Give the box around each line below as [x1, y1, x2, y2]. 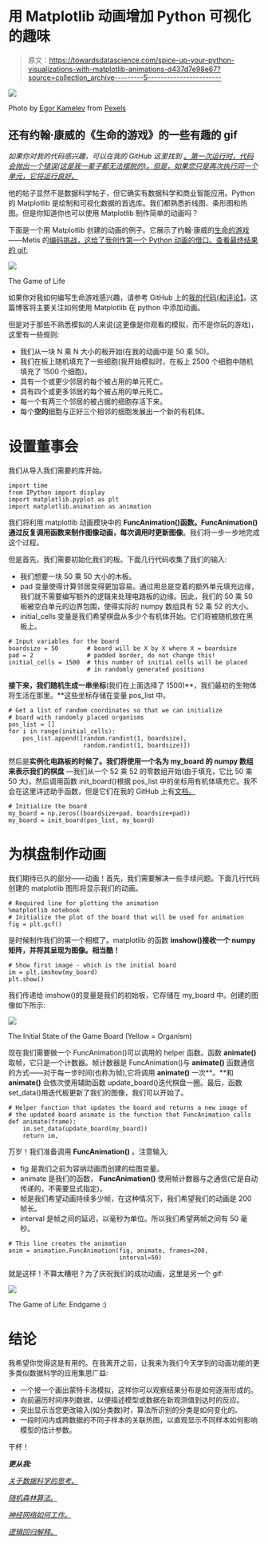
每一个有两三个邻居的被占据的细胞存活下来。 [19, 397, 167, 406]
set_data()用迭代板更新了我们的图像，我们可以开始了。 [8, 1087, 188, 1097]
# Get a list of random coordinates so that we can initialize [8, 706, 223, 714]
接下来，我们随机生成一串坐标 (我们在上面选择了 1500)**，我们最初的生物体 [8, 680, 257, 690]
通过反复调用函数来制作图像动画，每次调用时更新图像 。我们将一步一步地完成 [8, 527, 260, 537]
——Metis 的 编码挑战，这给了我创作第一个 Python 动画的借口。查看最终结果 [8, 235, 258, 245]
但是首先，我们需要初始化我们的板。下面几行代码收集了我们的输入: [8, 554, 227, 564]
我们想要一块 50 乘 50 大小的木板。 [19, 571, 136, 580]
